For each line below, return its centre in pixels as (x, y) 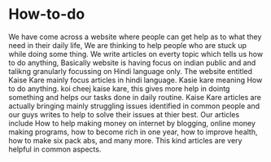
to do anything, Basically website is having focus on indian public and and (132, 63)
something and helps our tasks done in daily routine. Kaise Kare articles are (135, 97)
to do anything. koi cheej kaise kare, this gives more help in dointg (119, 88)
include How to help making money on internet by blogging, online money (132, 123)
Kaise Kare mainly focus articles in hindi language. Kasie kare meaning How (135, 80)
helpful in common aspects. (55, 149)
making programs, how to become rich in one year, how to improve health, (133, 132)
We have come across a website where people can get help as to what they (135, 37)
